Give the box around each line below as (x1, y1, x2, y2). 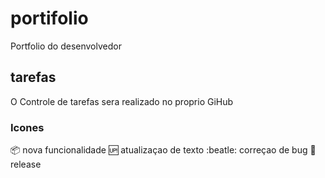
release (10, 158, 42, 171)
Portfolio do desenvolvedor (10, 40, 122, 52)
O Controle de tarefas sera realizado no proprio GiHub (10, 95, 234, 107)
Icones (10, 120, 45, 134)
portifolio (10, 7, 89, 30)
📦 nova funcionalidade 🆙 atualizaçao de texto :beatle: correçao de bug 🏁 (10, 144, 317, 156)
